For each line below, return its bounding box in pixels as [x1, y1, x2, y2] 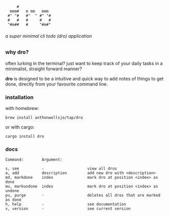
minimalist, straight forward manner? [5, 66, 82, 72]
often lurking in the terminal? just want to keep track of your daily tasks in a [5, 60, 163, 66]
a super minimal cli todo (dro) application [5, 33, 92, 39]
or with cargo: [5, 124, 35, 130]
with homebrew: [5, 105, 39, 111]
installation [5, 94, 34, 101]
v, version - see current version [5, 206, 131, 211]
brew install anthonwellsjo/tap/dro [5, 115, 83, 120]
